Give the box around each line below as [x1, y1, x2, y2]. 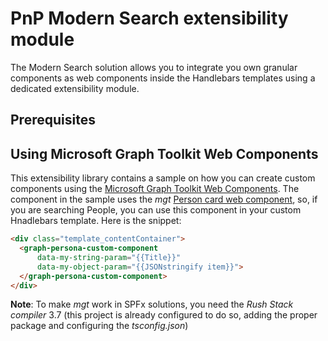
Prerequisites [10, 112, 96, 129]
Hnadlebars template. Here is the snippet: [10, 215, 182, 227]
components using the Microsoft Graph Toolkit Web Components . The [10, 183, 300, 195]
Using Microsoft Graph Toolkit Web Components [10, 145, 319, 162]
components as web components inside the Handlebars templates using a [10, 72, 316, 84]
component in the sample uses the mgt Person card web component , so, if [10, 193, 318, 206]
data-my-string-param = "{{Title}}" [36, 252, 182, 262]
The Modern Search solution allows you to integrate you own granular [10, 61, 298, 73]
